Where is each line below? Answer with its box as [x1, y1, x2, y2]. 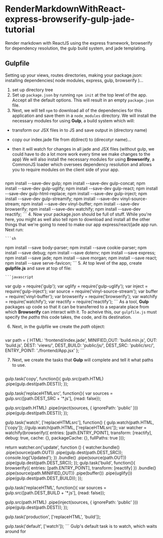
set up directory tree [12, 86, 53, 93]
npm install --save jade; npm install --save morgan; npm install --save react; [5, 255, 158, 261]
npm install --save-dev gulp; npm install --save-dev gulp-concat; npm [5, 180, 146, 186]
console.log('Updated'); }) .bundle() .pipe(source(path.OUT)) [5, 454, 127, 460]
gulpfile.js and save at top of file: [5, 265, 72, 271]
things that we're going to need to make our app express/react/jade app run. [5, 221, 158, 227]
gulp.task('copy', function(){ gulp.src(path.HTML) [5, 375, 104, 382]
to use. [12, 362, 26, 368]
